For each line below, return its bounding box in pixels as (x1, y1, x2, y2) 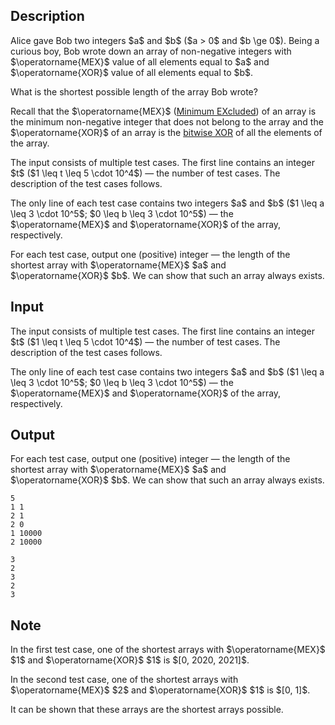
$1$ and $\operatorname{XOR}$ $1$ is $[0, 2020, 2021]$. (10, 654, 250, 666)
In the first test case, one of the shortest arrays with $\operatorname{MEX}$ (10, 644, 326, 656)
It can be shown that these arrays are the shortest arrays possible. (10, 704, 284, 716)
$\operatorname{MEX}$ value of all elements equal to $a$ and (10, 55, 270, 68)
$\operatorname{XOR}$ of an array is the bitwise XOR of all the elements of (10, 126, 323, 138)
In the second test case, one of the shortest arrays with (10, 674, 239, 686)
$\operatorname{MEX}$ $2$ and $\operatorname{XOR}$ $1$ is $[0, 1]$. (10, 684, 311, 696)
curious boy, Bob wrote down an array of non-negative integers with (10, 45, 292, 57)
